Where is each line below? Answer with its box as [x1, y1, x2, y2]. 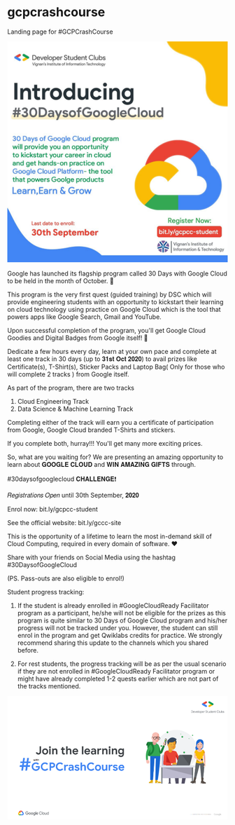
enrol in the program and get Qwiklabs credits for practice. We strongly [17, 631, 222, 639]
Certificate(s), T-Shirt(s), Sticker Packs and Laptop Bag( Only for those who [7, 362, 225, 371]
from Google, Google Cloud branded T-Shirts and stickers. [7, 425, 176, 434]
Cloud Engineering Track [17, 397, 90, 405]
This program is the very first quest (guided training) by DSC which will [7, 290, 212, 299]
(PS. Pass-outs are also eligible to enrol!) [7, 574, 124, 582]
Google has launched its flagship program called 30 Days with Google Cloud [7, 269, 227, 278]
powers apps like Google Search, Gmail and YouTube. [7, 313, 162, 321]
